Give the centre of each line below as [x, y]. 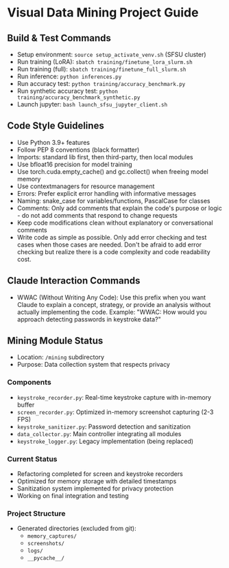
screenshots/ [46, 544]
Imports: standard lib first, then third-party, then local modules [105, 157]
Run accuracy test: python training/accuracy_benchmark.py [101, 83]
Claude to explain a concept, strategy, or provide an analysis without [114, 304]
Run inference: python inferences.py [69, 76]
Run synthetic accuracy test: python [68, 91]
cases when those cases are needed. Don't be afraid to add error [109, 245]
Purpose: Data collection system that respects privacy [93, 365]
